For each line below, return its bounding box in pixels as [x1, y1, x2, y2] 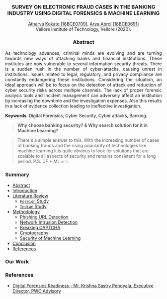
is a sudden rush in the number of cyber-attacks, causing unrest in [5, 66, 162, 72]
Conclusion [12, 240, 36, 246]
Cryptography [19, 230, 49, 236]
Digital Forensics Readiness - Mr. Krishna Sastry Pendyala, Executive [12, 283, 154, 289]
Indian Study [19, 203, 47, 209]
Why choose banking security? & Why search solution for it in [17, 122, 148, 128]
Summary [5, 171, 30, 178]
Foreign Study [19, 198, 49, 204]
